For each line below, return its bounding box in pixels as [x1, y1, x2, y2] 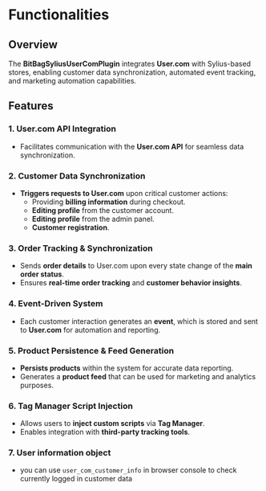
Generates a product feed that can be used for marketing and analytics [19, 371, 256, 381]
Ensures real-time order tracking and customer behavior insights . [19, 278, 243, 288]
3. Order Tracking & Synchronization [8, 243, 154, 254]
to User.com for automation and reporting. [19, 325, 161, 334]
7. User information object [8, 448, 111, 459]
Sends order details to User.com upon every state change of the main [19, 261, 252, 271]
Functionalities [8, 6, 110, 24]
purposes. [19, 380, 54, 390]
